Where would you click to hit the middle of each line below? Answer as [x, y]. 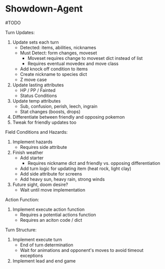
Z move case [33, 79]
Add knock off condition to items [54, 69]
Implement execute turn [37, 239]
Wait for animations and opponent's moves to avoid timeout [82, 250]
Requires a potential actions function [58, 215]
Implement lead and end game [44, 261]
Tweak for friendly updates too [45, 122]
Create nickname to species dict [53, 74]
